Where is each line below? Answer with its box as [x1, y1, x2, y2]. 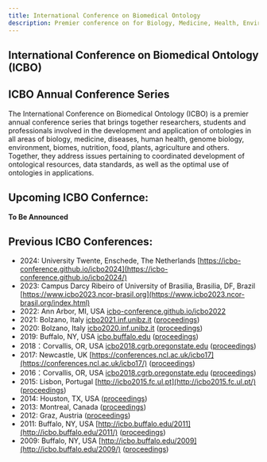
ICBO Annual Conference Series [8, 88, 170, 102]
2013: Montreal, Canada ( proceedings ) [19, 402, 147, 412]
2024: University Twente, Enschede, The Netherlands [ [19, 256, 200, 266]
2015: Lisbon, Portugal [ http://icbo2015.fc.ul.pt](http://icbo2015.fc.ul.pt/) [19, 377, 257, 387]
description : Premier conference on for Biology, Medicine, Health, [8, 19, 240, 27]
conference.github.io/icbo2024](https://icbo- [19, 264, 168, 274]
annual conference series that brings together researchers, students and [8, 117, 246, 127]
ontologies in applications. [8, 167, 95, 177]
